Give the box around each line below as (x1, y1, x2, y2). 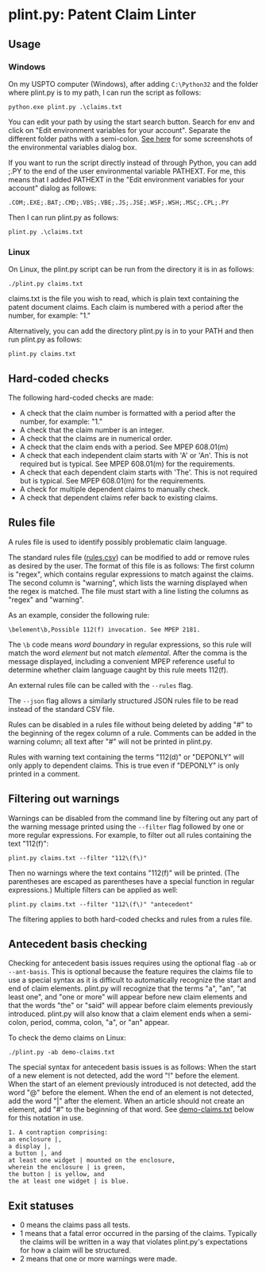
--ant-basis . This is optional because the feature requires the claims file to (8, 967, 253, 976)
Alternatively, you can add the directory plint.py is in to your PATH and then (8, 327, 254, 336)
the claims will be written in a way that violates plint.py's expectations (19, 1237, 248, 1247)
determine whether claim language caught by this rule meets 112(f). (8, 665, 229, 675)
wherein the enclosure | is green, (8, 1163, 126, 1171)
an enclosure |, (8, 1136, 62, 1144)
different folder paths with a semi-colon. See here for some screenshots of (8, 134, 253, 143)
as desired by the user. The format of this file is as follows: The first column (8, 561, 256, 570)
